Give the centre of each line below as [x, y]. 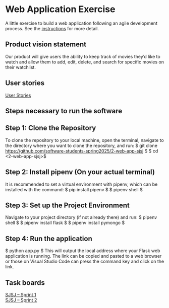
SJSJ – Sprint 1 [21, 295]
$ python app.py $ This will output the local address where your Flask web [83, 251]
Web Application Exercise [60, 9]
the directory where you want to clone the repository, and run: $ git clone [81, 145]
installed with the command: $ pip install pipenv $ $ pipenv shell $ [74, 189]
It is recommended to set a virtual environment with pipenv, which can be [81, 184]
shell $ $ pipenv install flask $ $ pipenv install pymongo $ [65, 223]
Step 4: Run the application [49, 238]
